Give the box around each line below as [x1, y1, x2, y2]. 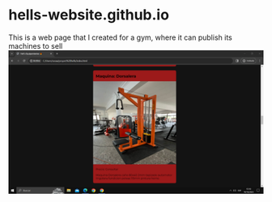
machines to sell [8, 41, 63, 50]
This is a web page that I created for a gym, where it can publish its [8, 32, 232, 42]
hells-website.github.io [8, 6, 170, 24]
